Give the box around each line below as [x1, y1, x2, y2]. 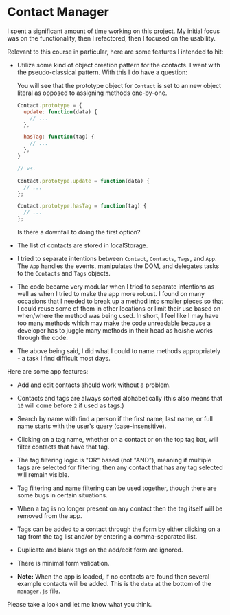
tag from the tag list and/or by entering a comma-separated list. [16, 533, 198, 541]
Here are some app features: [7, 368, 89, 376]
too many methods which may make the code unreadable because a [16, 319, 211, 327]
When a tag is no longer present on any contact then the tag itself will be [16, 504, 223, 513]
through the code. [16, 334, 69, 342]
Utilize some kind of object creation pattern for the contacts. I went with [16, 60, 221, 69]
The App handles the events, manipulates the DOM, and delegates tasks [16, 262, 220, 270]
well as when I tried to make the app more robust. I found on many [16, 290, 205, 298]
